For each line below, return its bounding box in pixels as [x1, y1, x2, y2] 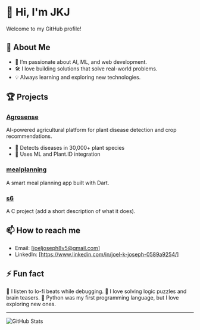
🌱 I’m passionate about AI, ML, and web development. [14, 58, 148, 65]
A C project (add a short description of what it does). [6, 208, 136, 215]
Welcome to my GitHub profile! [6, 25, 82, 32]
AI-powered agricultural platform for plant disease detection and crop [6, 127, 177, 134]
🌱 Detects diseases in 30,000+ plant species [14, 144, 125, 152]
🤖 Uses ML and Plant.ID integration [14, 150, 101, 158]
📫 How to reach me [6, 226, 81, 236]
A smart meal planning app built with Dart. [6, 179, 110, 186]
